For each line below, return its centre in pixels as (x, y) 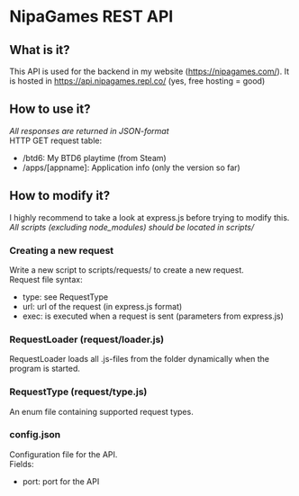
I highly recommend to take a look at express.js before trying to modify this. (149, 217)
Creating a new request (62, 250)
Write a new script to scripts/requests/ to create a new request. (127, 270)
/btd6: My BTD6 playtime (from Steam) (94, 158)
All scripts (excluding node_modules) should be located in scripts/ (132, 227)
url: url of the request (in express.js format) (102, 306)
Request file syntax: (46, 279)
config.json (35, 435)
